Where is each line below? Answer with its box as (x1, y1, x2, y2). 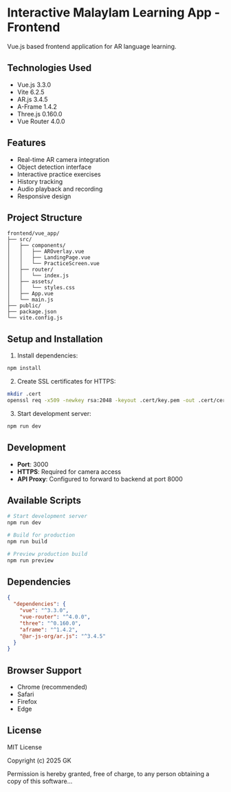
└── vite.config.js (7, 315, 63, 322)
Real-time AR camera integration (16, 155, 110, 163)
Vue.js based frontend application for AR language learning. (7, 42, 177, 50)
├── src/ (7, 236, 32, 243)
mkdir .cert (7, 390, 41, 397)
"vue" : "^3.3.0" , (19, 607, 69, 614)
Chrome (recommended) (16, 683, 88, 691)
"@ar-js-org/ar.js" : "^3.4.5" (19, 632, 107, 640)
